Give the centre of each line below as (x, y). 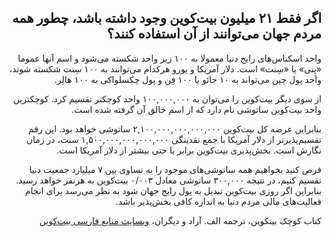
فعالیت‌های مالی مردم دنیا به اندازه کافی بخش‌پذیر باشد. (218, 201)
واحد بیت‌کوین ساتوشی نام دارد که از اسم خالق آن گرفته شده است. (196, 109)
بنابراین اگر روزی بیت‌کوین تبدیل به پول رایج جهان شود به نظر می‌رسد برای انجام (173, 190)
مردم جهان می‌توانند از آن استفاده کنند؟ (214, 34)
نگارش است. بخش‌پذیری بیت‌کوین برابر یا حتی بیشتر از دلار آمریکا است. (189, 150)
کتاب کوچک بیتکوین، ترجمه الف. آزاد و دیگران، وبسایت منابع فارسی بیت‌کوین (180, 220)
